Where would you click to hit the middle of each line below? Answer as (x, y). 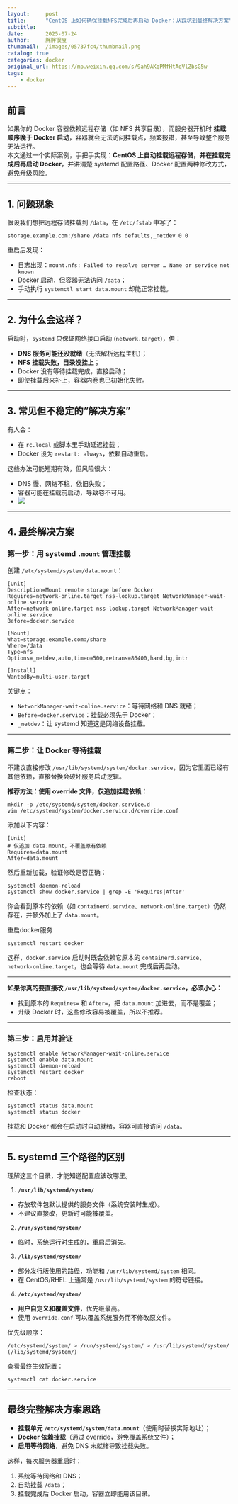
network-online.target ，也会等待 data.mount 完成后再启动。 (96, 966)
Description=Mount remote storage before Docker (80, 590)
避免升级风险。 (29, 173)
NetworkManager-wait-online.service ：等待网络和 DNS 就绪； (108, 706)
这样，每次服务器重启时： (45, 1461)
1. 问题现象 (31, 204)
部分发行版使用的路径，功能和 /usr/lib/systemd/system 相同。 (109, 1271)
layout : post (33, 14)
